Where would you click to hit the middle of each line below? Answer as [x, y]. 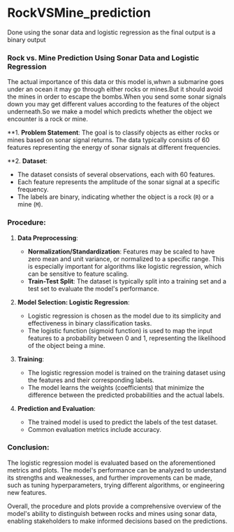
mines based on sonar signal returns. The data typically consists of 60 [109, 140]
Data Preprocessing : [47, 238]
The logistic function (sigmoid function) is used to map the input [120, 330]
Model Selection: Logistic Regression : [73, 302]
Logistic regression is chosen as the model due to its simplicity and [124, 316]
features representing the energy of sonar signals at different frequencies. [114, 148]
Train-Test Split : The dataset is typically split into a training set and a [127, 281]
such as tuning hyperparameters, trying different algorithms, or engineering [116, 485]
